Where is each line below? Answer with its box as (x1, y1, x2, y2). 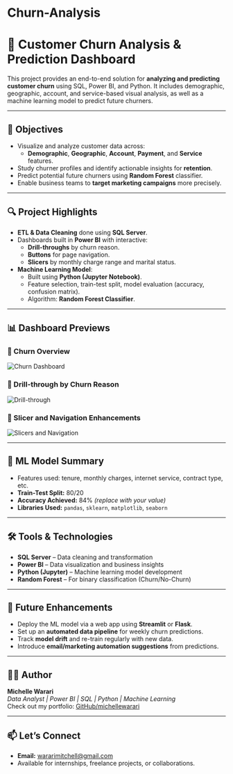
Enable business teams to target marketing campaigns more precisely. (17, 179, 222, 187)
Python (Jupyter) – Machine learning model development (17, 567, 182, 576)
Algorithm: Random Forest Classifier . (27, 294, 135, 303)
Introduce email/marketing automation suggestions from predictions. (17, 642, 219, 651)
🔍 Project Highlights (7, 207, 98, 218)
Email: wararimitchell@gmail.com (17, 752, 113, 760)
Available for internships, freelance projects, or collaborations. (17, 759, 196, 768)
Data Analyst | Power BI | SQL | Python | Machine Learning (7, 695, 176, 703)
